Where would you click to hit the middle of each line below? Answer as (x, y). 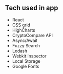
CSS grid (21, 25)
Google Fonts (26, 66)
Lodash (20, 51)
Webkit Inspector (29, 56)
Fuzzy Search (26, 45)
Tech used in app (32, 8)
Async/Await (25, 40)
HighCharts (24, 30)
